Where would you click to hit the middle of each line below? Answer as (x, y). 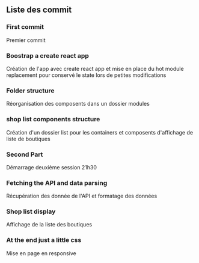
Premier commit (26, 40)
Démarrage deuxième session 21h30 (52, 167)
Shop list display (31, 211)
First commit (25, 27)
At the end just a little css (44, 240)
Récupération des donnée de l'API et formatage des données (82, 196)
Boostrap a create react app (47, 55)
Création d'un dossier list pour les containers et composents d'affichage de (100, 132)
